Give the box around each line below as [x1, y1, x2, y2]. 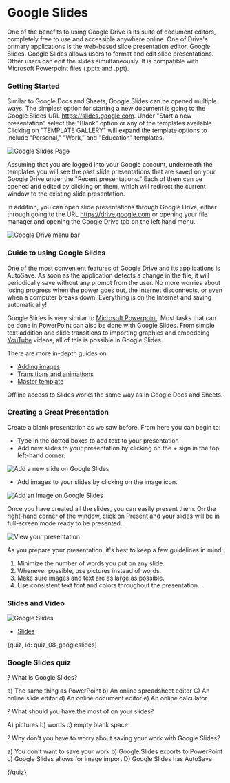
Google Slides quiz [7, 658, 71, 667]
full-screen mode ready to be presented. [7, 519, 123, 528]
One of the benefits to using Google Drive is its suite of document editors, [7, 28, 216, 36]
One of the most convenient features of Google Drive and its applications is [7, 264, 221, 272]
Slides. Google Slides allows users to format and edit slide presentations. [7, 50, 214, 58]
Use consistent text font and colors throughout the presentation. [17, 581, 200, 589]
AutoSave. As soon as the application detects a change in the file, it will [7, 271, 210, 280]
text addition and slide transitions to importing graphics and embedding [7, 328, 210, 337]
